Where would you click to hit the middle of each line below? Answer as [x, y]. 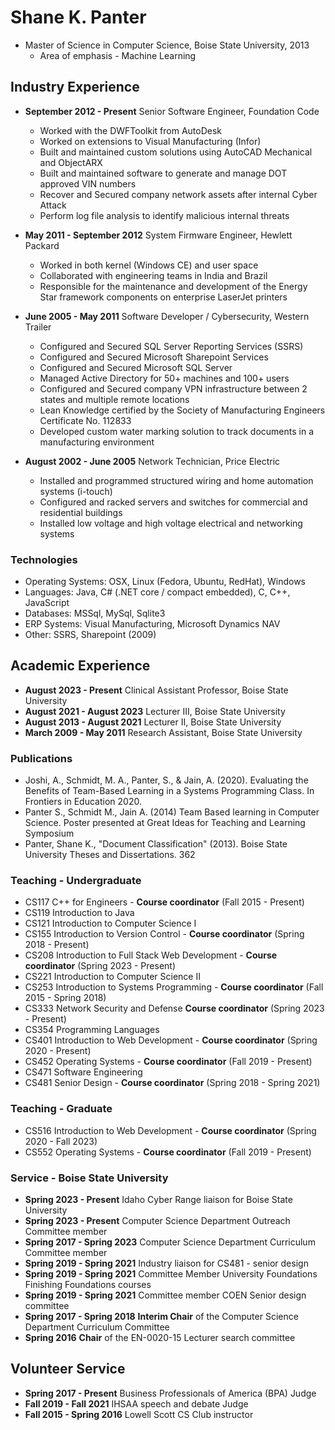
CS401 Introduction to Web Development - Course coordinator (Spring [171, 1040]
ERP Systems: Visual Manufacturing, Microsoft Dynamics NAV [152, 624]
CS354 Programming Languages [92, 1030]
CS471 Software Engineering [83, 1072]
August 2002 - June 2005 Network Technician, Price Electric [152, 461]
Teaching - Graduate [61, 1109]
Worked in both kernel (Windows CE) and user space [149, 265]
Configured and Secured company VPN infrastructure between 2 [173, 388]
